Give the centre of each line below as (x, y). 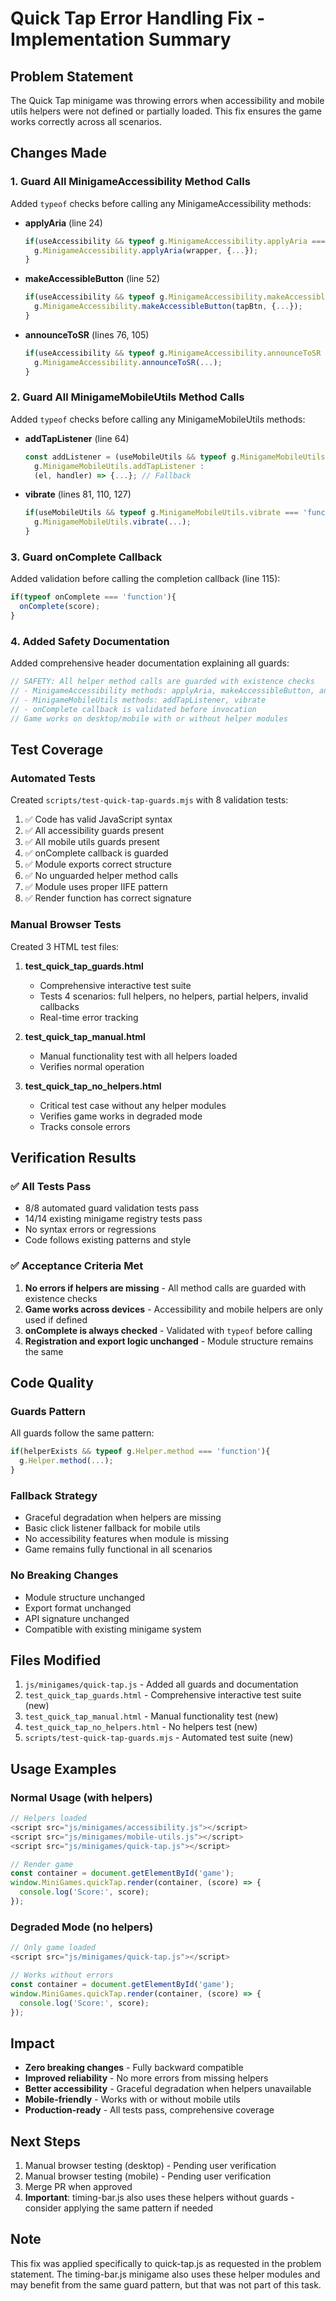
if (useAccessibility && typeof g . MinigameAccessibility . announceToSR (173, 353)
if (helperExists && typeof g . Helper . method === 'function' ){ (140, 1452)
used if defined (56, 1319)
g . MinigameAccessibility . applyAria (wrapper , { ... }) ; (146, 250)
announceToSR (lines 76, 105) (87, 334)
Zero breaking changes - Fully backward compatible (134, 2068)
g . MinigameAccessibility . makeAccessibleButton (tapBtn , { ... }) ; (168, 307)
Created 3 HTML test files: (65, 946)
